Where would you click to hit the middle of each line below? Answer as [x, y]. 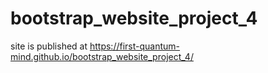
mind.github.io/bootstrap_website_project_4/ [102, 56]
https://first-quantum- [135, 46]
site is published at [49, 46]
